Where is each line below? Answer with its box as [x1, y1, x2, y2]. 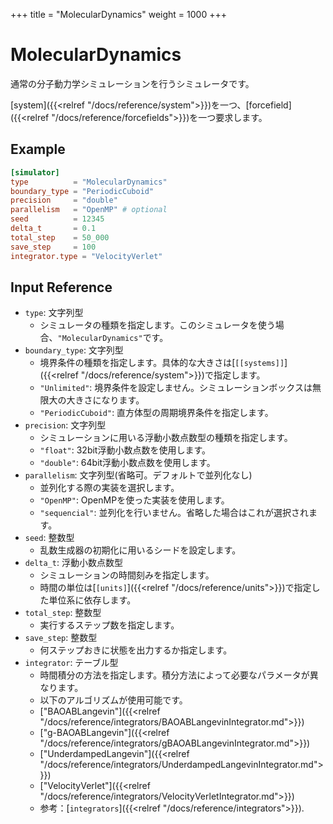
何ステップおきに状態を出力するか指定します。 [39, 644, 233, 656]
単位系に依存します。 [48, 594, 137, 606]
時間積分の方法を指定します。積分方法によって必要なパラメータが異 [39, 669, 319, 681]
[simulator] [10, 167, 60, 178]
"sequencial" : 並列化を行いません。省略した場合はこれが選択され [39, 507, 310, 519]
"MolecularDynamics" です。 [57, 332, 169, 344]
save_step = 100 [10, 242, 97, 252]
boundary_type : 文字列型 [24, 344, 124, 356]
